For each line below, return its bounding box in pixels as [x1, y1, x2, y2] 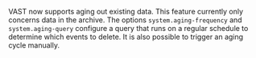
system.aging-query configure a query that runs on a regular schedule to [8, 24, 249, 33]
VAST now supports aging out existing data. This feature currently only [8, 7, 244, 16]
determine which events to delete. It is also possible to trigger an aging [8, 32, 244, 41]
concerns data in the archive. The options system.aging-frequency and [8, 15, 243, 25]
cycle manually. [8, 41, 60, 50]
